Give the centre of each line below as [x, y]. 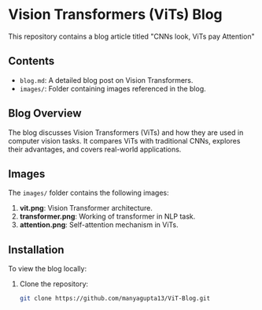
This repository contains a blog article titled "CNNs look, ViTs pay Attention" [131, 36]
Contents [31, 61]
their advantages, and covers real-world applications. [95, 149]
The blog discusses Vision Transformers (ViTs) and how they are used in [126, 133]
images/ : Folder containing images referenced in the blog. [113, 88]
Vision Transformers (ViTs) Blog [115, 15]
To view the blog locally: [48, 269]
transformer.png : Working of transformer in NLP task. [107, 217]
